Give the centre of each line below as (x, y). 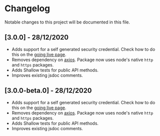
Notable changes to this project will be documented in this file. (67, 22)
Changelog (27, 9)
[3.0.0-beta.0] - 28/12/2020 (48, 91)
